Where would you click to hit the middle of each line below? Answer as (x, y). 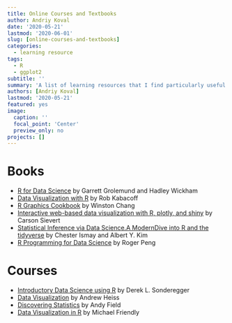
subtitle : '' (26, 78)
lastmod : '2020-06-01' (40, 33)
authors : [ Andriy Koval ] (43, 91)
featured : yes (28, 105)
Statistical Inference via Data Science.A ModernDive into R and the (113, 228)
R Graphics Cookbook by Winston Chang (76, 206)
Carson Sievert (39, 220)
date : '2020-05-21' (36, 27)
